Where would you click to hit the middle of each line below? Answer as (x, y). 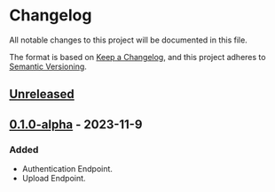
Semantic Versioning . (48, 66)
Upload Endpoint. (54, 179)
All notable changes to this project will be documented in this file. (129, 40)
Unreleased (42, 94)
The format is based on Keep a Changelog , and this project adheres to (137, 57)
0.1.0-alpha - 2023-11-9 (76, 124)
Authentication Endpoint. (67, 169)
